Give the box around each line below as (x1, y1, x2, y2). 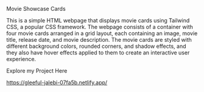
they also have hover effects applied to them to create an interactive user (6, 49, 190, 56)
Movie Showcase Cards (6, 5, 66, 12)
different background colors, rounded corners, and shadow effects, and (6, 42, 187, 50)
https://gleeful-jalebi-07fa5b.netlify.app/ (6, 79, 108, 86)
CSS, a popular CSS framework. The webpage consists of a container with (6, 24, 194, 30)
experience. (6, 56, 37, 62)
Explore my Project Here (6, 67, 68, 74)
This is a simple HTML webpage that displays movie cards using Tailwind (6, 17, 190, 24)
